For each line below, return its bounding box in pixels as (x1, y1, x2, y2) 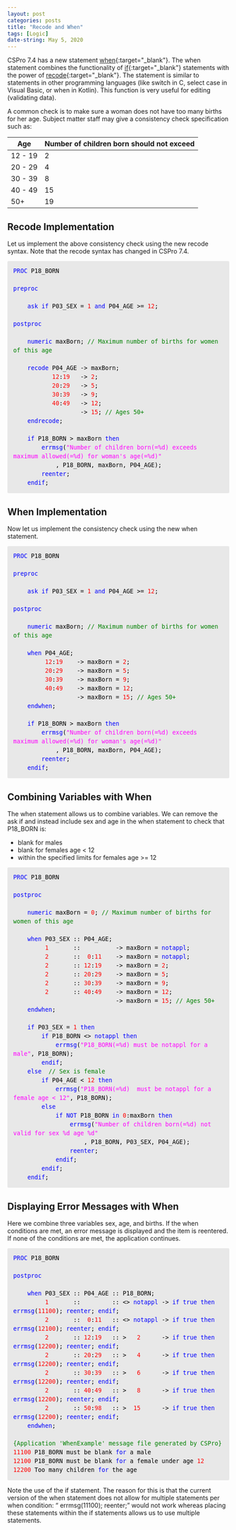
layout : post (7, 10, 46, 18)
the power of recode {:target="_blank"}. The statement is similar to (7, 71, 199, 80)
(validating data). (7, 93, 56, 102)
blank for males (17, 838, 63, 847)
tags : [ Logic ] (7, 30, 49, 37)
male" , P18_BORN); (13, 1050, 74, 1058)
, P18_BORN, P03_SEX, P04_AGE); (83, 1138, 190, 1146)
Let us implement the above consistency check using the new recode (7, 239, 209, 248)
